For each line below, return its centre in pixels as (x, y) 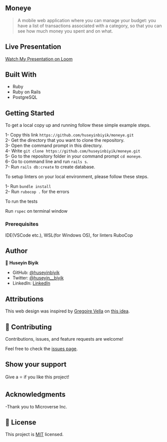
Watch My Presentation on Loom (39, 59)
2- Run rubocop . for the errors (37, 192)
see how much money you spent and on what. (65, 31)
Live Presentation (33, 47)
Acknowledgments (36, 395)
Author (16, 251)
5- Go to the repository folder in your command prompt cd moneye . (73, 156)
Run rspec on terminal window (36, 211)
